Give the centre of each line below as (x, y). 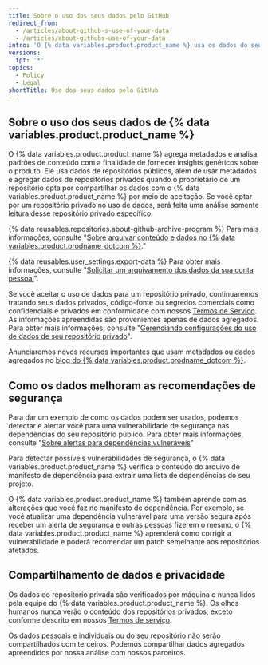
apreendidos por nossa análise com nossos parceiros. (97, 652)
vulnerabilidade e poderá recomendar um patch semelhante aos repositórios (134, 542)
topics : (21, 68)
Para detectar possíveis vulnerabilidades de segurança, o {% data (117, 458)
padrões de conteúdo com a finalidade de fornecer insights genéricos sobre (134, 163)
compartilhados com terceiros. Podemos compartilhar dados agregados (126, 643)
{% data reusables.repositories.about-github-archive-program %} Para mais (134, 229)
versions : (25, 53)
